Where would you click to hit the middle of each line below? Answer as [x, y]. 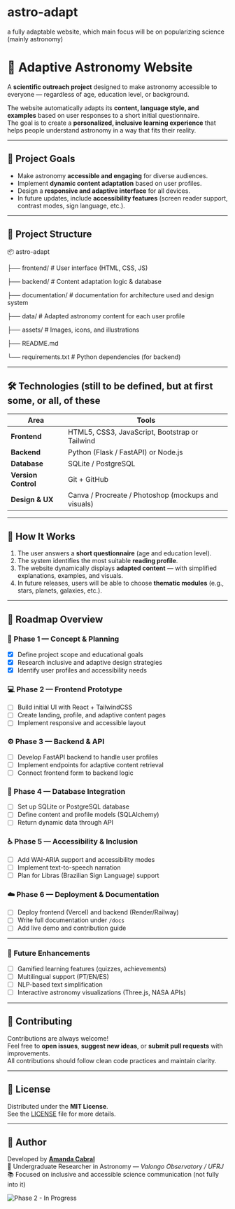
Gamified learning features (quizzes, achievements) [92, 968]
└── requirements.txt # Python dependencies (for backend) [94, 357]
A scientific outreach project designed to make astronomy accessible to [112, 87]
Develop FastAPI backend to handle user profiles [88, 757]
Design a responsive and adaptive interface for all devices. [104, 191]
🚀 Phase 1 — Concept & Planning [63, 639]
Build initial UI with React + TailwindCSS [75, 707]
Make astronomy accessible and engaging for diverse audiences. [113, 175]
